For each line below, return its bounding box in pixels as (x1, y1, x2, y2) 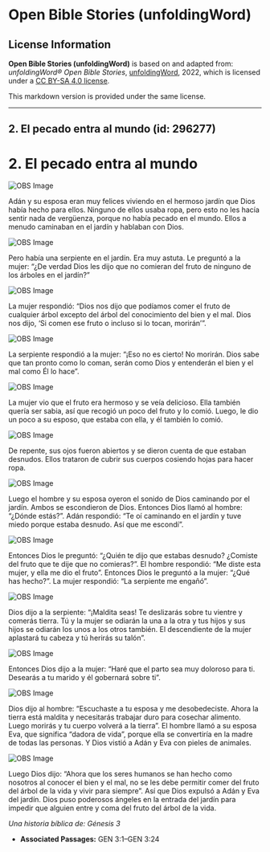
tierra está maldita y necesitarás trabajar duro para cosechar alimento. (8, 712, 241, 722)
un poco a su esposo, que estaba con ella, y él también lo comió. (8, 415, 223, 425)
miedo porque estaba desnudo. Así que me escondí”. (8, 520, 184, 529)
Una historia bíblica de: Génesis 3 (8, 819, 121, 829)
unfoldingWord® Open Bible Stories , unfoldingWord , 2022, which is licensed (8, 67, 261, 77)
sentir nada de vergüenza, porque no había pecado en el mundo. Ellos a (8, 214, 247, 223)
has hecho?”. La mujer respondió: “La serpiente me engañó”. (8, 577, 209, 586)
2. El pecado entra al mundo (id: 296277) (8, 122, 216, 136)
